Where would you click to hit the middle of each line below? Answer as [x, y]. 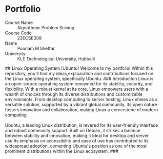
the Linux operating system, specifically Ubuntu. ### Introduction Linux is [79, 79]
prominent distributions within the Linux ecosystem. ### [62, 151]
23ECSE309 [30, 38]
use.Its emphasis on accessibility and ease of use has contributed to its [77, 140]
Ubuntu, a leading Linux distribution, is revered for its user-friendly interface [81, 125]
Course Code [19, 33]
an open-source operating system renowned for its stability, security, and [79, 83]
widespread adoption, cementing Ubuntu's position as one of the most [76, 146]
